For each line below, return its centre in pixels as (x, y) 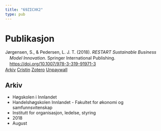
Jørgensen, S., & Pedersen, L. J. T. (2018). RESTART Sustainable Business (81, 52)
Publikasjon (30, 39)
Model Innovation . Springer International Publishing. (62, 58)
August (20, 123)
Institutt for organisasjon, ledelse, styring (54, 113)
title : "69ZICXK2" (24, 10)
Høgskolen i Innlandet (34, 97)
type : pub (15, 14)
